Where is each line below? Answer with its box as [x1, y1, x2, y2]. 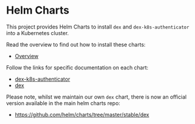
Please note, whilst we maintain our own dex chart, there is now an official [6, 93, 187, 100]
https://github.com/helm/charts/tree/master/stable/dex [14, 111, 150, 118]
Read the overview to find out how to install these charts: [6, 41, 146, 48]
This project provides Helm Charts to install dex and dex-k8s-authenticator [6, 23, 190, 30]
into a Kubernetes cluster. [6, 29, 70, 36]
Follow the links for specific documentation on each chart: [6, 63, 149, 71]
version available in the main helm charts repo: [6, 99, 121, 107]
